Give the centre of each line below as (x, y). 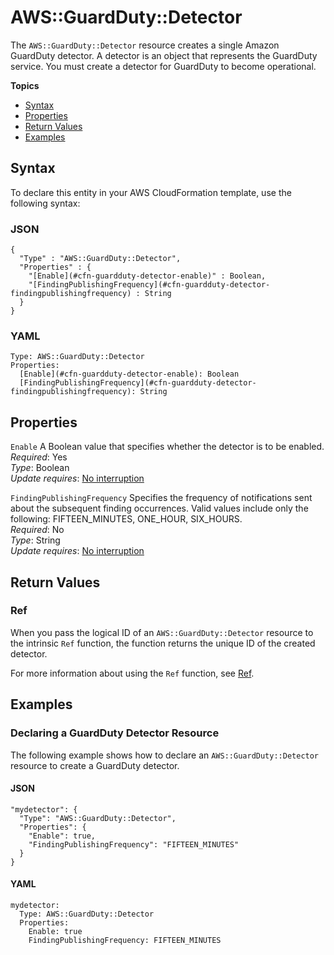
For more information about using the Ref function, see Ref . (132, 673)
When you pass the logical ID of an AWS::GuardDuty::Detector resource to (162, 632)
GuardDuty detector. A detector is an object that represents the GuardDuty (164, 55)
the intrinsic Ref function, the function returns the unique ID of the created (163, 643)
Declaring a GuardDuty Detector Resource (115, 733)
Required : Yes (39, 457)
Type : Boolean (40, 468)
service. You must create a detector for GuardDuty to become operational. (163, 66)
